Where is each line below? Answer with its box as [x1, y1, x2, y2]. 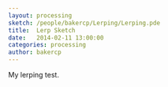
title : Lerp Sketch [8, 26, 77, 34]
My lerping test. [8, 70, 59, 79]
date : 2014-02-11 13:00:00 [8, 33, 104, 42]
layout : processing [8, 11, 73, 20]
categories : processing [8, 41, 87, 49]
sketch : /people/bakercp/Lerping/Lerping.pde [8, 19, 160, 27]
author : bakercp [8, 48, 62, 56]
